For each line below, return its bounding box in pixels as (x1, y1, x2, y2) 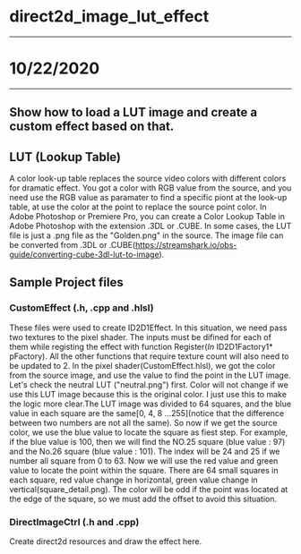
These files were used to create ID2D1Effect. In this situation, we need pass (9, 322, 288, 333)
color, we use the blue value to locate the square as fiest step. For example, (9, 427, 288, 438)
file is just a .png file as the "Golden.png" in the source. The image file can (9, 230, 284, 241)
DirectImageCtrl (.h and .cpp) (9, 516, 140, 528)
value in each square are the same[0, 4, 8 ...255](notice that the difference (9, 407, 285, 418)
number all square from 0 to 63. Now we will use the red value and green (9, 455, 279, 466)
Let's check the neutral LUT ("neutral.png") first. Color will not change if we (9, 379, 288, 390)
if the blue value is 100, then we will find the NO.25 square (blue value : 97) (9, 436, 286, 447)
